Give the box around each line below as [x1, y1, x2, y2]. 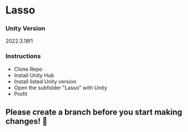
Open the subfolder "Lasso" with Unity [13, 84, 108, 91]
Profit [13, 90, 28, 97]
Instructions [5, 52, 42, 60]
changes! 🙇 [5, 116, 48, 126]
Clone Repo [13, 65, 43, 72]
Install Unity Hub [13, 71, 54, 79]
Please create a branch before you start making [5, 107, 183, 117]
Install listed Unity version [13, 78, 77, 85]
